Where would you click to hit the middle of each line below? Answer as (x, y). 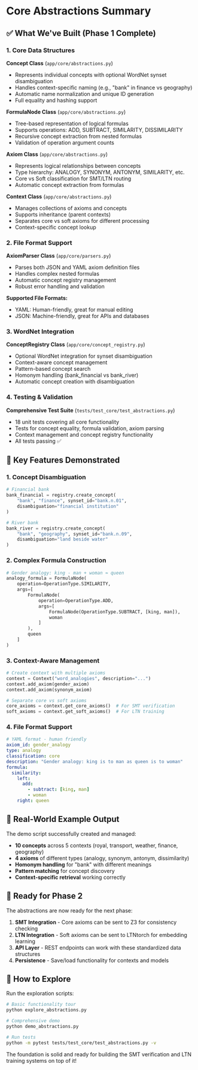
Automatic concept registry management (66, 280)
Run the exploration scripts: (40, 993)
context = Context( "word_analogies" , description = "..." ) (79, 678)
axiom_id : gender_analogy (38, 745)
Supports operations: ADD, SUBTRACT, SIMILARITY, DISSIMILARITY (99, 129)
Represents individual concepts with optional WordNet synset (91, 75)
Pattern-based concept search (53, 369)
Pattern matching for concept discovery (65, 870)
